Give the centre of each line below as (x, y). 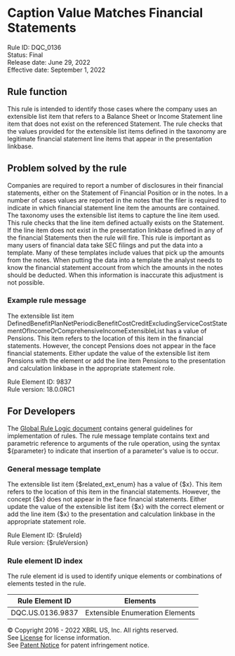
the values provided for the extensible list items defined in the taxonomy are (117, 131)
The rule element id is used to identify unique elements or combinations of (115, 576)
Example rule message (47, 300)
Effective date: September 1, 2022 (56, 70)
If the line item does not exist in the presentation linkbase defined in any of (115, 230)
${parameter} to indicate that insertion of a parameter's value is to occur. (113, 451)
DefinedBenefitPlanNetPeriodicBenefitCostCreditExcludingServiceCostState (117, 323)
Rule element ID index (45, 560)
